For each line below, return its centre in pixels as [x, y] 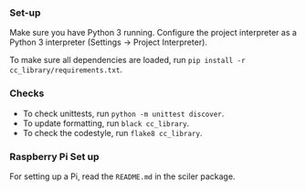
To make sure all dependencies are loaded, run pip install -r [127, 60]
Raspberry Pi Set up [54, 156]
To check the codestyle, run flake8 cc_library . [112, 133]
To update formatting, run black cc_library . [106, 123]
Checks [27, 93]
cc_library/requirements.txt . [66, 69]
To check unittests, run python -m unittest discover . [123, 113]
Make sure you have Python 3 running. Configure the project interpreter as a [153, 33]
